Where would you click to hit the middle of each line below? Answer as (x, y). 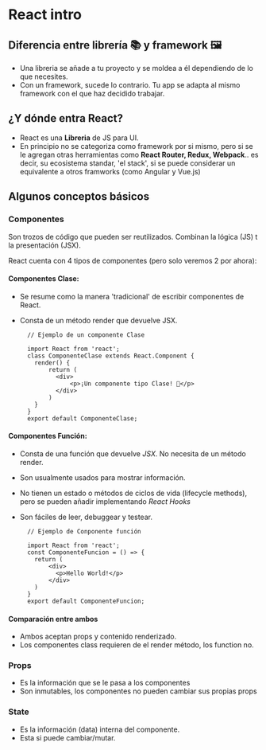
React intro (45, 15)
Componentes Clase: (44, 279)
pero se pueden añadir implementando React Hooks (105, 501)
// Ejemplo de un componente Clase (86, 335)
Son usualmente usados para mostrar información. (102, 477)
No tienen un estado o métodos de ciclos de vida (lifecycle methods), (133, 493)
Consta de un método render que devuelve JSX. (98, 320)
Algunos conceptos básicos (79, 197)
